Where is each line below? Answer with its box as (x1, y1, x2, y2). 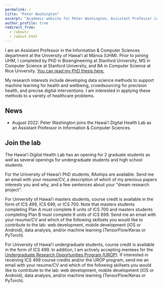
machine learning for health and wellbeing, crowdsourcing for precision (5, 82, 147, 88)
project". (5, 187, 22, 193)
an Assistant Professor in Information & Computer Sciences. (12, 124, 131, 131)
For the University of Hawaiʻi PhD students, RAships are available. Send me (5, 171, 154, 177)
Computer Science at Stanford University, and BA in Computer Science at (5, 62, 151, 68)
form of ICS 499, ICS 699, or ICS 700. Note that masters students (5, 201, 135, 207)
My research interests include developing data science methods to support (5, 77, 154, 83)
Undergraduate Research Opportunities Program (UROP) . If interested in (5, 252, 148, 258)
